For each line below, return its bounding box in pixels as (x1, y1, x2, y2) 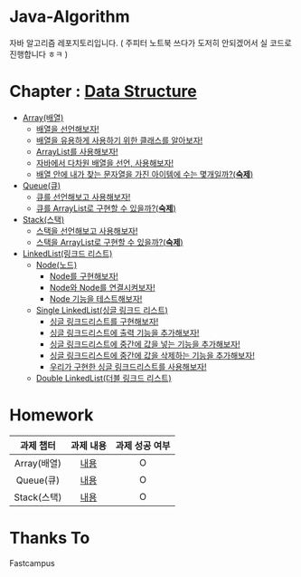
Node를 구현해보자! (49, 270, 119, 282)
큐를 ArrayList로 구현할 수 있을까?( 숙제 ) (35, 202, 176, 214)
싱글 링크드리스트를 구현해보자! (49, 315, 159, 327)
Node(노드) (35, 259, 78, 270)
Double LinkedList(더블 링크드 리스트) (35, 372, 172, 383)
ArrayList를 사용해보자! (35, 146, 119, 157)
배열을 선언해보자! (35, 123, 99, 134)
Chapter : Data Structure (9, 82, 197, 101)
